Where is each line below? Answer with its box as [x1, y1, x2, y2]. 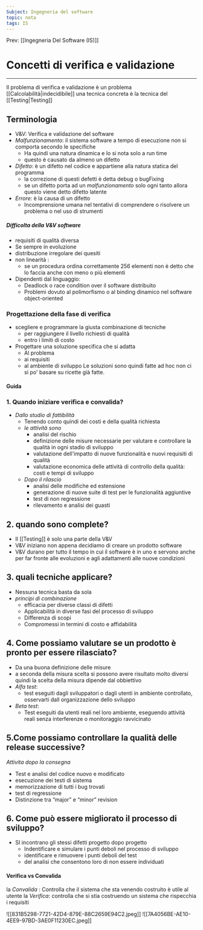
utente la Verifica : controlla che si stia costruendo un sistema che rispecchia [6, 892, 196, 899]
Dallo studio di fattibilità [14, 412, 75, 419]
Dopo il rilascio [24, 476, 62, 483]
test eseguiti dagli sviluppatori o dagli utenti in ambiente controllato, [24, 689, 193, 697]
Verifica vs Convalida [6, 872, 62, 879]
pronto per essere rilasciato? [6, 647, 117, 658]
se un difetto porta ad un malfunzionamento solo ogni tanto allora [24, 182, 188, 189]
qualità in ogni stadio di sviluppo [33, 444, 114, 451]
